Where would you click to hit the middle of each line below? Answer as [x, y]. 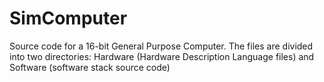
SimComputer [68, 18]
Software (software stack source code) [90, 67]
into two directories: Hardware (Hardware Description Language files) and [162, 56]
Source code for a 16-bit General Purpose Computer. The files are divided [161, 46]
